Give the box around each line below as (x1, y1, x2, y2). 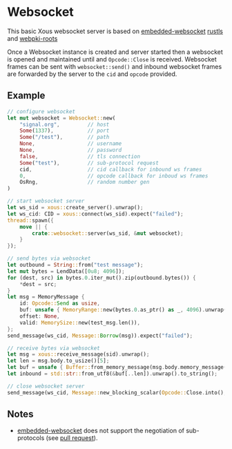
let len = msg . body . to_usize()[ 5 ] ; (7, 357, 110, 365)
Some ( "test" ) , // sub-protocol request (19, 160, 159, 166)
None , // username (19, 140, 122, 147)
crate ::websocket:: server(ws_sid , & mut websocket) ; (32, 229, 184, 237)
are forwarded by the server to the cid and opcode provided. (7, 70, 177, 78)
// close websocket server (7, 383, 85, 390)
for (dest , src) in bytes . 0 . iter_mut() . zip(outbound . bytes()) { (7, 274, 196, 281)
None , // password (19, 146, 122, 153)
